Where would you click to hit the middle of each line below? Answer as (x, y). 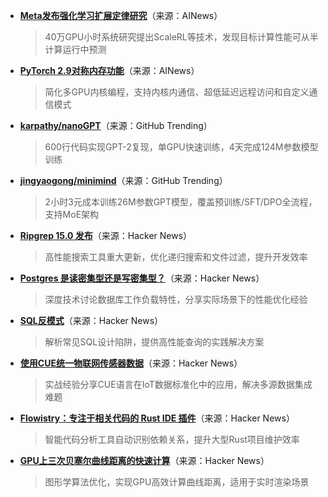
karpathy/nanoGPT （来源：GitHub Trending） (116, 125)
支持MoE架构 (72, 214)
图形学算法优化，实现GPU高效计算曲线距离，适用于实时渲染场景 (177, 482)
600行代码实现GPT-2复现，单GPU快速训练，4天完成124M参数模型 (181, 147)
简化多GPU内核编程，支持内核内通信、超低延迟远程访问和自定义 (177, 92)
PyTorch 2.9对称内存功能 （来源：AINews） (109, 70)
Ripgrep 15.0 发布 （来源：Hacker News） (106, 235)
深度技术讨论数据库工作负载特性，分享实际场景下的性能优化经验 (176, 299)
